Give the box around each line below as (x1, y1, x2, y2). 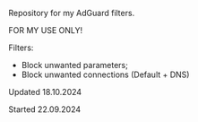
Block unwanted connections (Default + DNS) (21, 69, 190, 80)
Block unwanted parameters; (21, 60, 129, 70)
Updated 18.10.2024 (8, 87, 82, 97)
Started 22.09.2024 (8, 104, 82, 115)
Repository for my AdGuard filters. (8, 8, 135, 18)
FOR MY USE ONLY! (8, 25, 82, 35)
